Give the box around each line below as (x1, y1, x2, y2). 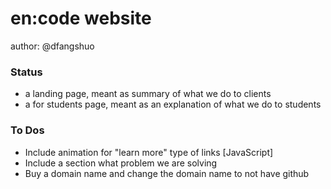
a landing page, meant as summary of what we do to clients (24, 88, 272, 100)
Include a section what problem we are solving (24, 157, 218, 169)
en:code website (10, 7, 152, 30)
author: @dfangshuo (10, 40, 95, 52)
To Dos (10, 123, 45, 137)
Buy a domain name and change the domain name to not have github (24, 167, 310, 179)
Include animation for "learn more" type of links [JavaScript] (24, 146, 274, 158)
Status (10, 65, 43, 79)
